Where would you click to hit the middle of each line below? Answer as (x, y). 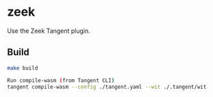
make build (23, 68)
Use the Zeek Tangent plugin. (49, 31)
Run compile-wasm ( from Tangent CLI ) (61, 80)
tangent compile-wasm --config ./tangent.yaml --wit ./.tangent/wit (107, 87)
